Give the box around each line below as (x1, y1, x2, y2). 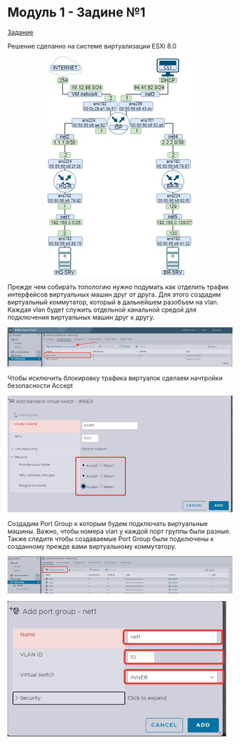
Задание (7, 28, 34, 36)
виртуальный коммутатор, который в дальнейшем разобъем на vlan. (7, 297, 219, 306)
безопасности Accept (7, 382, 74, 390)
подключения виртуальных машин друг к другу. (7, 312, 155, 322)
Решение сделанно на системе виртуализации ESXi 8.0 (7, 41, 177, 50)
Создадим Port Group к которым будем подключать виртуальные (7, 519, 209, 527)
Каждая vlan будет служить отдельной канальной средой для (7, 305, 196, 314)
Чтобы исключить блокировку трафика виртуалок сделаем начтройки (7, 374, 223, 382)
